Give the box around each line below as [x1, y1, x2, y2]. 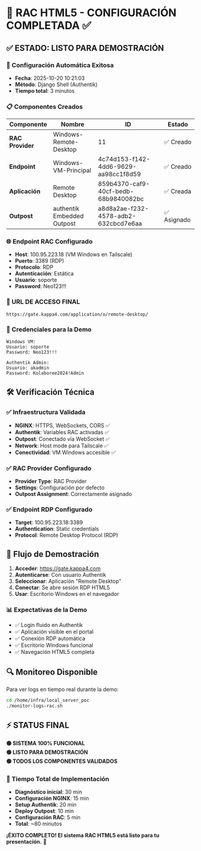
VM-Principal [53, 166, 92, 175]
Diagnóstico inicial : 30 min [14, 788, 83, 796]
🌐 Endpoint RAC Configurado [6, 237, 93, 246]
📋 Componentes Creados [6, 102, 83, 111]
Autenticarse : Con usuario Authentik [14, 571, 106, 579]
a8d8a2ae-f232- [98, 204, 149, 213]
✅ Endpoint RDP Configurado [6, 505, 93, 513]
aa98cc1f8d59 [98, 170, 141, 178]
